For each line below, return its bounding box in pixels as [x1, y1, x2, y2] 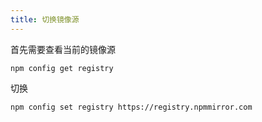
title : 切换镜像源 [10, 14, 80, 25]
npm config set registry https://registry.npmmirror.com [10, 102, 253, 112]
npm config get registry [10, 63, 114, 73]
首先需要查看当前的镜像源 [10, 43, 116, 55]
